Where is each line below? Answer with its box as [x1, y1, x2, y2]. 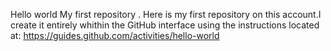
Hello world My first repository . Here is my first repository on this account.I [10, 9, 322, 20]
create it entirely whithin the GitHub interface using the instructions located [10, 19, 320, 31]
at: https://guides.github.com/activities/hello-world [10, 30, 220, 41]
